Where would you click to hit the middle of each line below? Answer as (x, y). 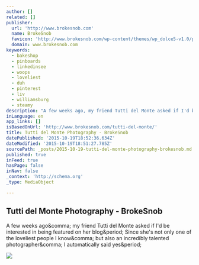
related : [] (21, 17)
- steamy (22, 105)
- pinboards (26, 61)
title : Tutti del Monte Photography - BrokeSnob (67, 133)
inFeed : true (22, 160)
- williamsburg (30, 99)
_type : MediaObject (30, 182)
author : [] (20, 12)
